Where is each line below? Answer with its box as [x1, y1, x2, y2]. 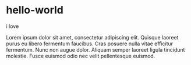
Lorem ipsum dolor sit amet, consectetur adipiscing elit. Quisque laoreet [6, 34, 179, 41]
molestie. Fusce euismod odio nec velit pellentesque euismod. [6, 52, 155, 59]
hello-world [6, 3, 64, 17]
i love [6, 23, 19, 30]
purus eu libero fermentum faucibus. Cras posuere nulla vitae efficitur [6, 40, 174, 47]
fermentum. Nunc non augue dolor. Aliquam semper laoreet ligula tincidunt [6, 46, 185, 53]
